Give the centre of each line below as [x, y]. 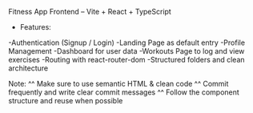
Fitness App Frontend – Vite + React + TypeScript [90, 12]
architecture [28, 68]
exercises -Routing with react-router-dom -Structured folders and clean [127, 60]
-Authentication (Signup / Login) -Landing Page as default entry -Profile [127, 42]
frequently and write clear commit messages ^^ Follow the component [124, 92]
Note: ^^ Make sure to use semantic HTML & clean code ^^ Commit [118, 84]
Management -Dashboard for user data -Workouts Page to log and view [127, 51]
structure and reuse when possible [66, 101]
